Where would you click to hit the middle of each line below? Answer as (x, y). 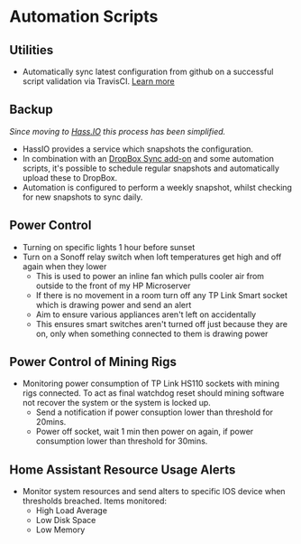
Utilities (32, 50)
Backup (31, 110)
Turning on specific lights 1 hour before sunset (109, 247)
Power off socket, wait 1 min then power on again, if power (145, 432)
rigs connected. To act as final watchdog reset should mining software (153, 393)
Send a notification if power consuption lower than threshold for (154, 412)
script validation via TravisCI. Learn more (98, 81)
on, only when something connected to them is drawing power (152, 333)
